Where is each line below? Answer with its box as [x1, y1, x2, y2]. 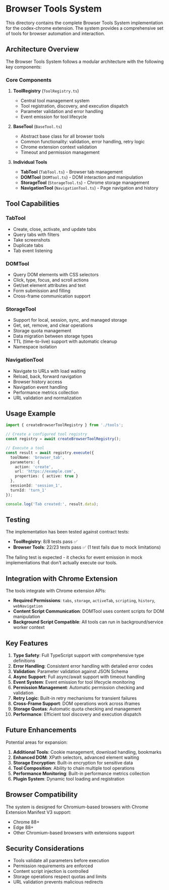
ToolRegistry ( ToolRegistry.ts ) [13, 88, 79, 94]
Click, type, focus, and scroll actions [13, 277, 89, 283]
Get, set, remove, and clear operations [13, 322, 93, 328]
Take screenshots [13, 236, 50, 243]
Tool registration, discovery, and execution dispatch [20, 103, 128, 109]
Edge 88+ [13, 824, 34, 830]
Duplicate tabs [13, 242, 43, 248]
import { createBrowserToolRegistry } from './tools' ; [6, 423, 124, 428]
